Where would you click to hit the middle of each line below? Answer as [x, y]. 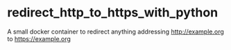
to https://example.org [39, 38]
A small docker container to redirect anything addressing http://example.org [115, 32]
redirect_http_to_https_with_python [113, 13]
